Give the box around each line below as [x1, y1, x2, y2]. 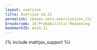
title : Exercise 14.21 [5, 12, 52, 17]
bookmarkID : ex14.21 [5, 26, 48, 31]
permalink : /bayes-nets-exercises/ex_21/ [5, 16, 93, 21]
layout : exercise [5, 7, 41, 12]
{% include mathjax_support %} [5, 39, 71, 45]
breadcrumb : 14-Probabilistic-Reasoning [5, 21, 91, 26]
